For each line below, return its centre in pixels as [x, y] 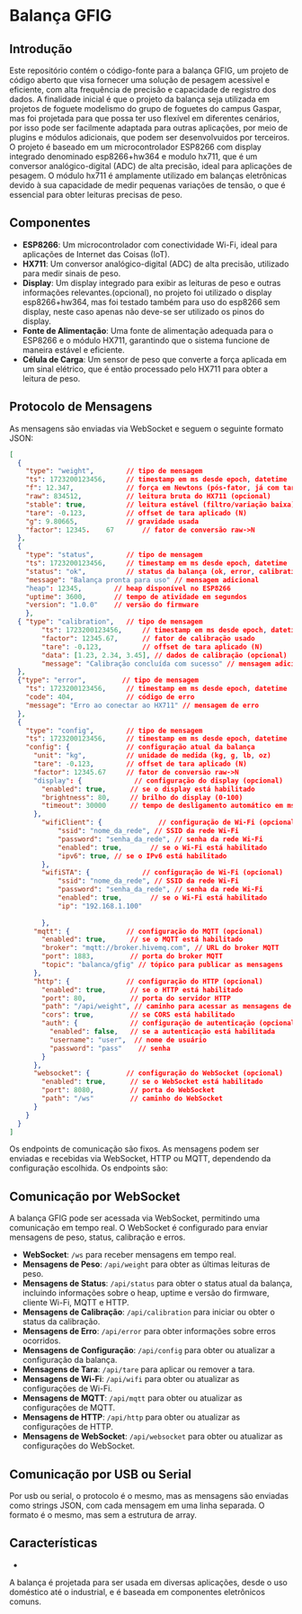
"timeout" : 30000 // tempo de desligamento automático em [162, 806]
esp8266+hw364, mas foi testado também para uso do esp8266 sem [151, 301]
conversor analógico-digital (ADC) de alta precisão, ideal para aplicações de [151, 166]
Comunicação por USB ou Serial [100, 1474]
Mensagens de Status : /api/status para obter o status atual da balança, [157, 1284]
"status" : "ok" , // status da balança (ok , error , [140, 571]
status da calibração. [61, 1322]
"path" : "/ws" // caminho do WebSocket [132, 1098]
